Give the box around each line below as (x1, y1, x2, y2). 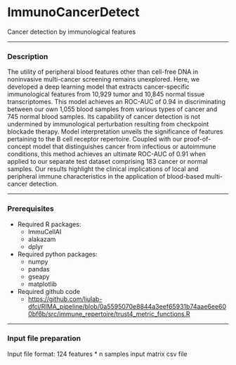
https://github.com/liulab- (27, 295, 103, 303)
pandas (27, 264, 51, 273)
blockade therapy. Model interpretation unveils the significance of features (7, 127, 223, 136)
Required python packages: (17, 250, 98, 258)
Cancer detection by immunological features (7, 27, 136, 36)
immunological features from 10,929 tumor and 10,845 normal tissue (7, 90, 205, 98)
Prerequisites (7, 204, 54, 214)
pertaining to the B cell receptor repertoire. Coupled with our (7, 135, 183, 143)
